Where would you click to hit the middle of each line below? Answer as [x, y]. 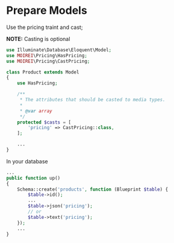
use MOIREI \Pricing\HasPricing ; [47, 55]
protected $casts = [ [44, 122]
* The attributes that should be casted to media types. [92, 100]
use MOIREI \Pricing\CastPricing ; [48, 61]
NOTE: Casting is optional [38, 39]
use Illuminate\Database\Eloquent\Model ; [59, 50]
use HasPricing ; [38, 83]
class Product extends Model [43, 72]
